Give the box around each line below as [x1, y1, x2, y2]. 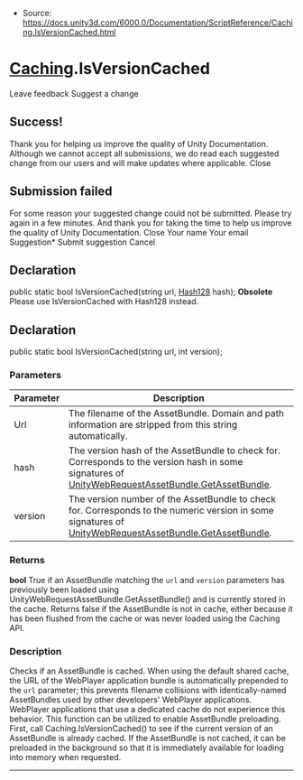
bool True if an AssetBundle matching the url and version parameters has [9, 574, 286, 585]
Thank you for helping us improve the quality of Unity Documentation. [9, 138, 269, 149]
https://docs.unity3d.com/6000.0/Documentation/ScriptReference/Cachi [22, 17, 293, 28]
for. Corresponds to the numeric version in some [68, 505, 274, 517]
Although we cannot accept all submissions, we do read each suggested [9, 148, 280, 159]
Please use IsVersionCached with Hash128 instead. [9, 296, 199, 307]
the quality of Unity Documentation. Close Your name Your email [9, 227, 249, 237]
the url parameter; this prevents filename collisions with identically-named [9, 685, 287, 696]
